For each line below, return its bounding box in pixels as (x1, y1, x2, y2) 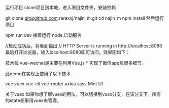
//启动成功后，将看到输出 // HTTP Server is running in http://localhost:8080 (5, 43, 162, 49)
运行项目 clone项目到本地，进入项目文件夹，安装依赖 (5, 5, 116, 10)
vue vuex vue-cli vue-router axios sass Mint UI (5, 81, 103, 87)
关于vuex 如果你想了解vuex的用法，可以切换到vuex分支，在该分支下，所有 (5, 91, 161, 97)
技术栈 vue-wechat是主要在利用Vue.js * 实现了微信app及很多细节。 (5, 60, 146, 66)
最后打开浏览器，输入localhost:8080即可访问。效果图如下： (5, 49, 130, 55)
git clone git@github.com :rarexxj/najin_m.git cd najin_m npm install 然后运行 (5, 15, 164, 21)
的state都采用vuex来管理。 (5, 97, 62, 103)
